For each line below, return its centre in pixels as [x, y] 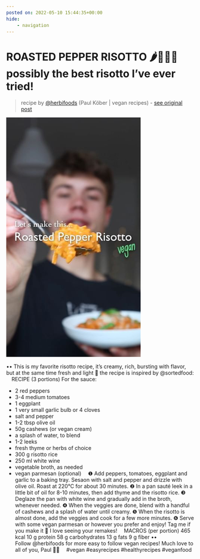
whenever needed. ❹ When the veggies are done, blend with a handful [102, 505]
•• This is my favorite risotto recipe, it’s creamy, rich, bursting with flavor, [96, 367]
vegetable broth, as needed [49, 467]
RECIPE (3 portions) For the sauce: [54, 379]
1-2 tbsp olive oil [35, 423]
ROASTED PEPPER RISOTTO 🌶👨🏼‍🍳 [92, 57]
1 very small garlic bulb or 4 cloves [57, 410]
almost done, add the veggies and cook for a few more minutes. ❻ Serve [104, 518]
